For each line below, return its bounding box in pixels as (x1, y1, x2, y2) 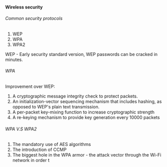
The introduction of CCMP (12, 146, 66, 152)
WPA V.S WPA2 (5, 125, 37, 132)
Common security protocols (5, 15, 63, 21)
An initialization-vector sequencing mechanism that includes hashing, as (12, 98, 162, 104)
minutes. (5, 56, 23, 62)
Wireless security (5, 4, 43, 10)
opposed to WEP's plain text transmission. (12, 104, 100, 109)
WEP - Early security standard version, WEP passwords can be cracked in (5, 51, 158, 57)
